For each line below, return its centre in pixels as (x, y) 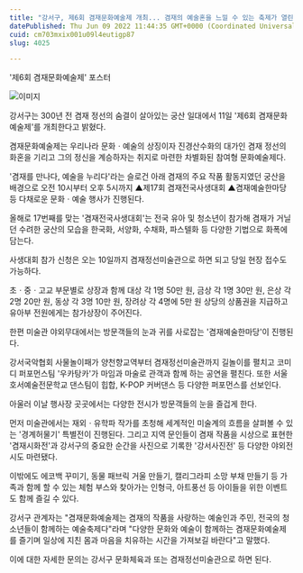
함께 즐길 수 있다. (49, 499)
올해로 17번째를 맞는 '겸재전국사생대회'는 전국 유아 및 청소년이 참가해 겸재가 (142, 218)
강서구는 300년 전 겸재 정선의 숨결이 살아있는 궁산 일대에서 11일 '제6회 (133, 116)
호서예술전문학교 (39, 385)
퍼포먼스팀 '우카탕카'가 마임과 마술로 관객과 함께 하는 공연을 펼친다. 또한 (145, 374)
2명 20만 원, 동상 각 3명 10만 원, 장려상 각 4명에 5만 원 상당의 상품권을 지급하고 (149, 302)
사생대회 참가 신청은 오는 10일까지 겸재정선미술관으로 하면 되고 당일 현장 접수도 (148, 260)
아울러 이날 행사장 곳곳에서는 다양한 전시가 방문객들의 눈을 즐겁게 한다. (133, 404)
